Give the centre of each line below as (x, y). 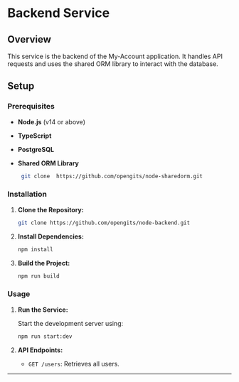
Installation (27, 195)
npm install (35, 249)
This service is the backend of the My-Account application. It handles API (115, 56)
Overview (30, 39)
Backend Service (59, 13)
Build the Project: (44, 263)
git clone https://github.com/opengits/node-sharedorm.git (112, 176)
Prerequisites (31, 107)
